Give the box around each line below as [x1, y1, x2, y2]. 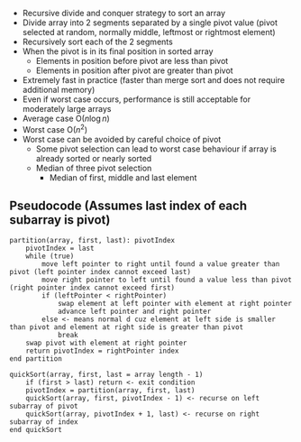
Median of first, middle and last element [49, 171, 197, 183]
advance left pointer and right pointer [57, 307, 212, 317]
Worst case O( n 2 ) [22, 123, 88, 134]
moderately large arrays [22, 104, 112, 114]
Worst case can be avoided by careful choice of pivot [22, 134, 222, 144]
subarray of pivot [9, 401, 78, 411]
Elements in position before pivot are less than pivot [35, 56, 229, 66]
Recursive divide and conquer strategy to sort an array [22, 8, 226, 18]
